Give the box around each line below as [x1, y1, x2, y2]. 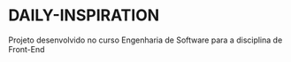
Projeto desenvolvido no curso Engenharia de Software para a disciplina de [8, 35, 283, 45]
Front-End [8, 43, 45, 54]
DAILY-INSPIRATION [8, 5, 160, 26]
